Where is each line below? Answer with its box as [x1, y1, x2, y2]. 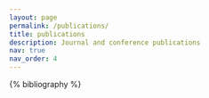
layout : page [9, 12, 58, 22]
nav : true [9, 46, 46, 55]
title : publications [9, 29, 86, 38]
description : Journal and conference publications [9, 37, 201, 47]
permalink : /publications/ [9, 21, 109, 30]
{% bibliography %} [9, 79, 82, 89]
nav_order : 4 [9, 54, 58, 63]
